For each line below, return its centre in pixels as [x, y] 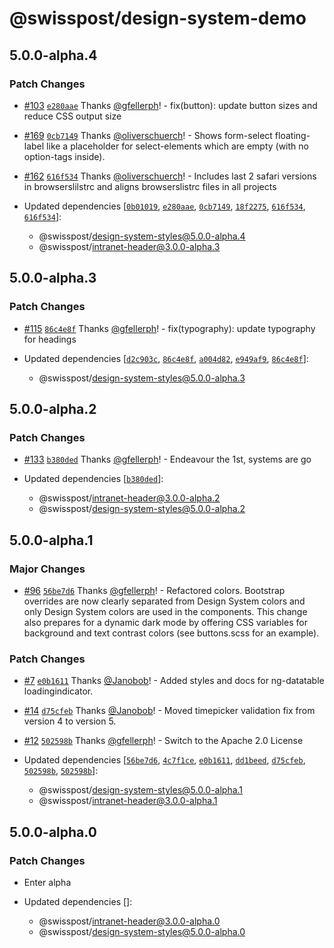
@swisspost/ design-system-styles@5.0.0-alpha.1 [141, 790]
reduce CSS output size [72, 116]
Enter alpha [47, 882]
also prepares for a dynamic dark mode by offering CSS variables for [165, 622]
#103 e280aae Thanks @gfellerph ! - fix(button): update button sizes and [170, 105]
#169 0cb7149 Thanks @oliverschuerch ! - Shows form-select [148, 135]
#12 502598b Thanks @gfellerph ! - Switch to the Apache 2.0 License [163, 741]
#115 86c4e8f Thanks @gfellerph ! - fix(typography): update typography [169, 328]
